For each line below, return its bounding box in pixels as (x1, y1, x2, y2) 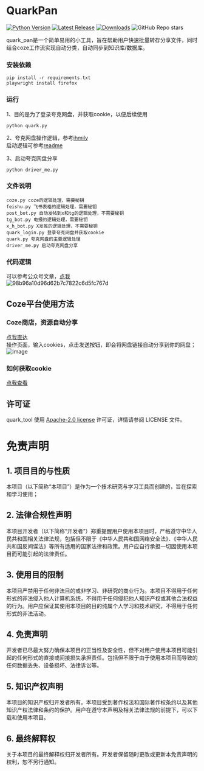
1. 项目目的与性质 (6, 466, 70, 476)
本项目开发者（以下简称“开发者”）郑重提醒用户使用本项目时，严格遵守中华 (6, 527, 192, 534)
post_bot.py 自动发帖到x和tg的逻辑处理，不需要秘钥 (6, 210, 124, 216)
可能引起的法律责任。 (16, 550, 70, 557)
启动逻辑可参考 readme (6, 141, 63, 149)
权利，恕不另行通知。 (6, 758, 59, 766)
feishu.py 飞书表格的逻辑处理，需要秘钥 (6, 203, 97, 210)
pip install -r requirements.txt (6, 75, 91, 81)
